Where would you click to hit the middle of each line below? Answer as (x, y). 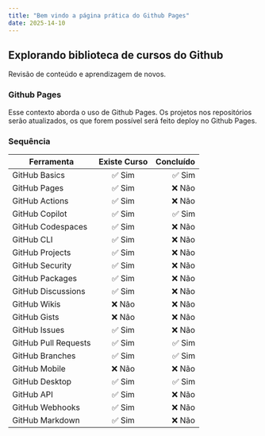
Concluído (176, 161)
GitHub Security (42, 265)
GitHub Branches (44, 356)
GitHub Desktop (42, 381)
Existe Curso (123, 161)
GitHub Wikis (36, 304)
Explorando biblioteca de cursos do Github (116, 55)
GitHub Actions (40, 201)
